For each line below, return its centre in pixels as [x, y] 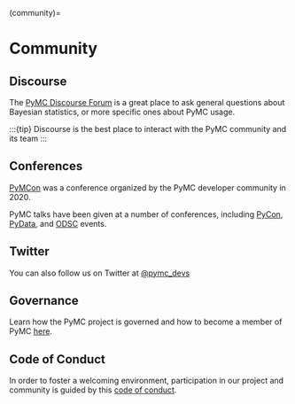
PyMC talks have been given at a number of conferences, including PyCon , [146, 214]
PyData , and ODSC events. [58, 223]
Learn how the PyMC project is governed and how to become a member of [146, 322]
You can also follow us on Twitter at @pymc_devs [100, 273]
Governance [44, 301]
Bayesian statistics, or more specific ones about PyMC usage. [122, 112]
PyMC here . [31, 331]
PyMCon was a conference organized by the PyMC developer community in [147, 187]
